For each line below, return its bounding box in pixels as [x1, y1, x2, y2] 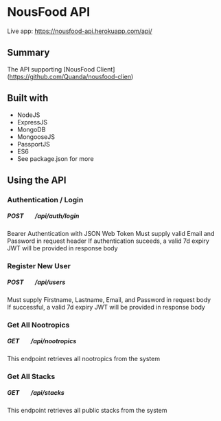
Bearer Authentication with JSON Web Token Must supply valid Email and [7, 229, 215, 237]
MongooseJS [16, 132, 56, 141]
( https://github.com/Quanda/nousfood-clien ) [7, 72, 134, 80]
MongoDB [16, 125, 46, 133]
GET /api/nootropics [7, 337, 77, 345]
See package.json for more [16, 154, 94, 162]
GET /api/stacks [7, 389, 65, 397]
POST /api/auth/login [7, 212, 80, 220]
